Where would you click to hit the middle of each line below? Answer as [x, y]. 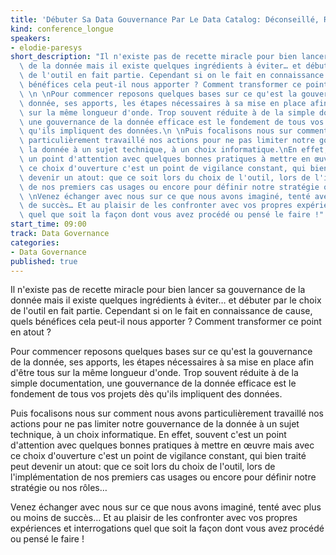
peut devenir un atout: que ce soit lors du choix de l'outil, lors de [143, 467]
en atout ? [31, 332]
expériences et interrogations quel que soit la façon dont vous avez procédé [167, 528]
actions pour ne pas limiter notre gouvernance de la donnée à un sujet [155, 424]
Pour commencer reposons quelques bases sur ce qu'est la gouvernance [161, 352]
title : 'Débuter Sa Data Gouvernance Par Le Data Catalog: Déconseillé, [165, 19]
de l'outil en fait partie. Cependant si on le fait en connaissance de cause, [161, 311]
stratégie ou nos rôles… [59, 488]
